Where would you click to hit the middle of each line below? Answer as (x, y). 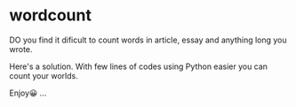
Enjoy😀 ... (28, 93)
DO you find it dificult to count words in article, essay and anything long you (148, 40)
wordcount (50, 15)
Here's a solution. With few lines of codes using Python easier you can (139, 66)
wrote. (21, 49)
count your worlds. (44, 75)
